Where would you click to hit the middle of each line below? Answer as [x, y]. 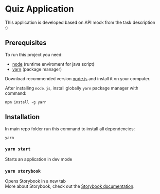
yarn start [18, 149]
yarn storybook [23, 171]
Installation [22, 117]
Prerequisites [26, 43]
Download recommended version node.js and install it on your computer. [78, 78]
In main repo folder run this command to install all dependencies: [70, 129]
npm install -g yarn [26, 102]
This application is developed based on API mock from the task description [80, 22]
